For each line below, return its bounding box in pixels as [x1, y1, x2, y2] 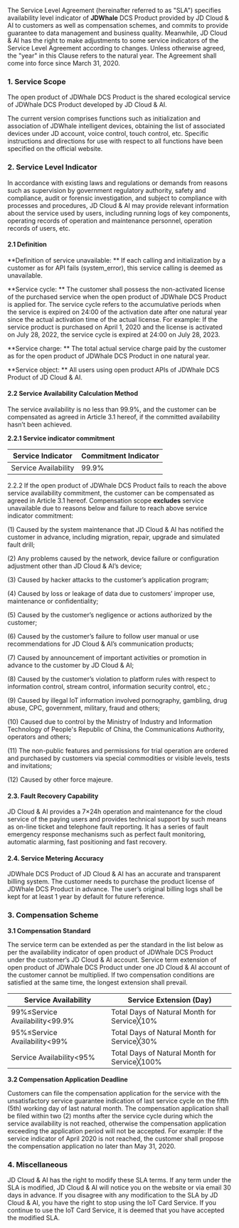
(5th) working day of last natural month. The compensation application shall [7, 1103, 229, 1113]
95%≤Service [11, 1027, 58, 1037]
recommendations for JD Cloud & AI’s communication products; [7, 640, 194, 648]
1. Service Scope [7, 76, 66, 86]
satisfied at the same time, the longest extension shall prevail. [7, 978, 188, 987]
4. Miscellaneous [7, 1160, 68, 1170]
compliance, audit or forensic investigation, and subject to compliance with [7, 194, 228, 202]
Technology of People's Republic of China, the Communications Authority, [7, 725, 225, 733]
